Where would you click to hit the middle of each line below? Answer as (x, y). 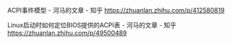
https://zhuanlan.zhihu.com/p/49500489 (67, 33)
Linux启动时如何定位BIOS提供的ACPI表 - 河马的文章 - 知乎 (92, 25)
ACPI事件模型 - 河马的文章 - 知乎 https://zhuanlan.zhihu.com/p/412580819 (116, 10)
